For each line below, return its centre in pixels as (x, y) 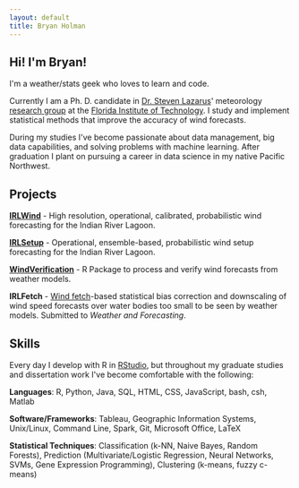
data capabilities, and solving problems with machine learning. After (134, 147)
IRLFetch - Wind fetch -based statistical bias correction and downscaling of (148, 296)
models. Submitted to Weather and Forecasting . (98, 315)
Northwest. (30, 166)
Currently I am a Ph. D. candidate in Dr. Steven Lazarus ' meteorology (136, 101)
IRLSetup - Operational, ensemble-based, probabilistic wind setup (132, 243)
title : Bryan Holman (48, 26)
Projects (33, 194)
